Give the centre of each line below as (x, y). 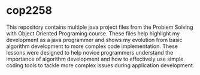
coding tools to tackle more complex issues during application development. (100, 65)
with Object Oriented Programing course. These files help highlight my (93, 33)
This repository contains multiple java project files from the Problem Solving (100, 27)
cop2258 (29, 10)
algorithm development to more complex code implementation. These (92, 46)
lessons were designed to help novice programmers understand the (90, 52)
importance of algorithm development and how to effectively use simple (95, 59)
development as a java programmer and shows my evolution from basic (94, 40)
